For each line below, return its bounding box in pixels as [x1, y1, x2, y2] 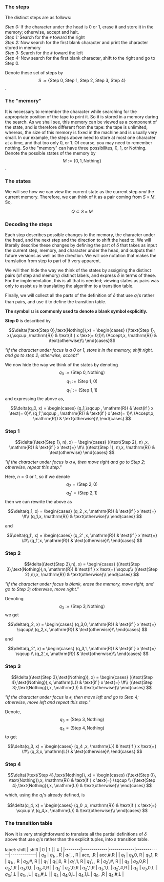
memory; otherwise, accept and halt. [5, 29, 79, 35]
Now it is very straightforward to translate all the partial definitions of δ [5, 831, 147, 837]
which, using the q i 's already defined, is [5, 792, 85, 799]
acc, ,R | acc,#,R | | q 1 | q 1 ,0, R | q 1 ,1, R [82, 852, 158, 859]
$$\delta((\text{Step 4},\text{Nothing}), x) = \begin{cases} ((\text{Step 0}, [7, 772, 157, 778]
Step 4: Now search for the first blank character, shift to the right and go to [5, 55, 155, 61]
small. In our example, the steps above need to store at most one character [5, 135, 156, 140]
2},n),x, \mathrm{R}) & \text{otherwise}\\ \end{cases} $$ [25, 571, 139, 577]
